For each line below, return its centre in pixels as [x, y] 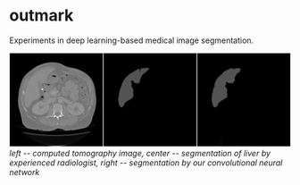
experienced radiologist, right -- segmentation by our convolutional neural [146, 163]
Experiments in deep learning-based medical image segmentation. [132, 40]
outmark [42, 16]
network [25, 172]
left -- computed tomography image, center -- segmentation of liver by [140, 153]
